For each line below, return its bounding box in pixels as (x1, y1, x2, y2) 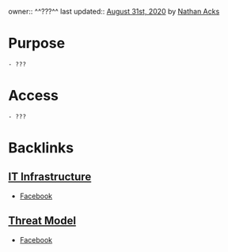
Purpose (8, 35, 66, 52)
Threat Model (8, 214, 77, 228)
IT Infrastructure (8, 170, 92, 184)
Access (8, 87, 59, 105)
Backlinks (8, 139, 74, 157)
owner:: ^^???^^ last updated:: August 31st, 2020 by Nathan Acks (8, 7, 220, 16)
